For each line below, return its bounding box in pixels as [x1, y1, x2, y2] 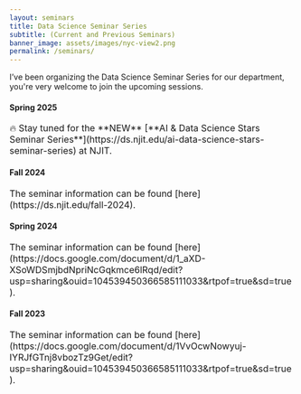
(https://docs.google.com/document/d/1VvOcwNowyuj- [9, 340, 247, 352]
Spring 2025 [9, 101, 58, 113]
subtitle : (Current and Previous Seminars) [9, 30, 176, 39]
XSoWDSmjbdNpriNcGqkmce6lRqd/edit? [9, 263, 183, 276]
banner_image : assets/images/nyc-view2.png [9, 38, 176, 48]
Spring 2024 [9, 220, 58, 231]
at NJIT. [78, 145, 113, 157]
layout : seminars [9, 13, 75, 23]
